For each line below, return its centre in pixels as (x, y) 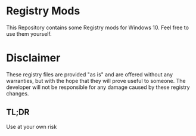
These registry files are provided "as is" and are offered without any (90, 74)
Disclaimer (33, 58)
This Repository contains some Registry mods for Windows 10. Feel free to (98, 27)
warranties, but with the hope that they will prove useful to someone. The (96, 81)
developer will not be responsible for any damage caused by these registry (98, 87)
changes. (18, 93)
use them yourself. (29, 33)
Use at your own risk (32, 126)
